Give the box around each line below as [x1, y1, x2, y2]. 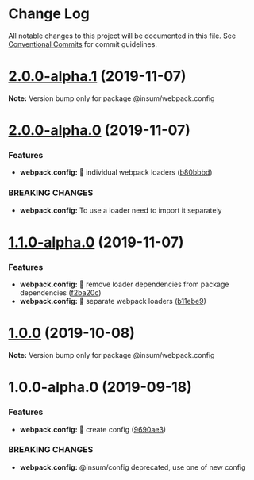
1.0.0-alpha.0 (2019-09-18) [8, 378, 192, 397]
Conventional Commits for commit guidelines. [8, 39, 157, 48]
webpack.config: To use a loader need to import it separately [19, 205, 222, 215]
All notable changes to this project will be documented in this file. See [8, 31, 237, 40]
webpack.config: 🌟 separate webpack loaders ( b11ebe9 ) [19, 297, 206, 306]
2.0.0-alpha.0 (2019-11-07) [8, 121, 190, 140]
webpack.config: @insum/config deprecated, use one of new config [19, 462, 246, 472]
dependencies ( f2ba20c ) [19, 288, 102, 298]
